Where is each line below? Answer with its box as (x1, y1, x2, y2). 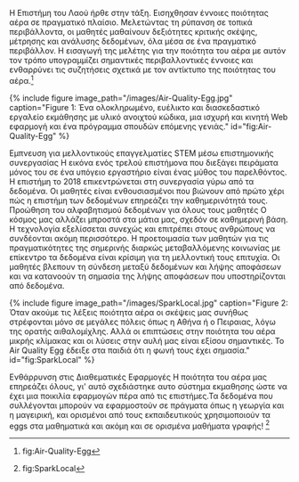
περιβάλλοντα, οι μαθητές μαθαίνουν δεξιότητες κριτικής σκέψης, (9, 27, 258, 37)
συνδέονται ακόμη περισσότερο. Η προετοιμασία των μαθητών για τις (9, 233, 270, 243)
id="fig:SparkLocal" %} (9, 354, 95, 364)
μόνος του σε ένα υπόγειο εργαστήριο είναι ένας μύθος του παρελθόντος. (9, 167, 287, 177)
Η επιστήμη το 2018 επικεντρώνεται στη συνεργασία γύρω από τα (9, 176, 255, 186)
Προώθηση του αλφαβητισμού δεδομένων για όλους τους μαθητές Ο (9, 204, 267, 215)
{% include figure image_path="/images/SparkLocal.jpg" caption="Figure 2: (9, 298, 288, 308)
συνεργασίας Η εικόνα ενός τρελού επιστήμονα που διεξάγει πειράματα (9, 157, 279, 167)
